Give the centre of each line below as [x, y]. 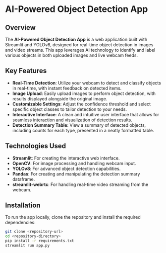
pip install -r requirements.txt [40, 241]
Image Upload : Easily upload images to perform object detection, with [84, 93]
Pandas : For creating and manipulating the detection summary [76, 174]
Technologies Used [35, 146]
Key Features [26, 71]
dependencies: [20, 223]
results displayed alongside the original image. [60, 98]
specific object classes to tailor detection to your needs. [70, 109]
